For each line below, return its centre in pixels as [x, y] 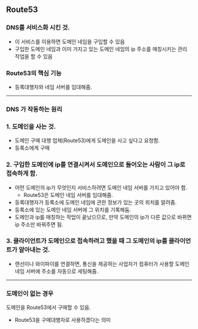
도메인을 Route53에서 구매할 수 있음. [49, 307]
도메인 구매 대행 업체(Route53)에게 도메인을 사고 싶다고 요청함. [87, 140]
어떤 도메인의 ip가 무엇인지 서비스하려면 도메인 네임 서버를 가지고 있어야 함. [101, 187]
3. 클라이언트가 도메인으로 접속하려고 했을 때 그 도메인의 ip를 [87, 241]
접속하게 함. [22, 173]
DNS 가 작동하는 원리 [34, 109]
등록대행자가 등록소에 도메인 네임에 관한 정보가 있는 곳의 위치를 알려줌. [95, 202]
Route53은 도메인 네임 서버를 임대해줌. [68, 195]
